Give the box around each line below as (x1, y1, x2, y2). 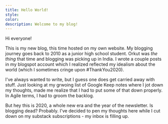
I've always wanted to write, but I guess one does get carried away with (5, 76, 155, 82)
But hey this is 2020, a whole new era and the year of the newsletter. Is (5, 102, 153, 109)
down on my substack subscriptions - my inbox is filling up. (5, 113, 129, 119)
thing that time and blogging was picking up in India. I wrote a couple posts (5, 56, 162, 62)
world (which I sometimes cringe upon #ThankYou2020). (5, 67, 124, 73)
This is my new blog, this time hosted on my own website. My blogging (5, 45, 153, 51)
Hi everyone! (5, 35, 32, 42)
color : (5, 17, 19, 22)
